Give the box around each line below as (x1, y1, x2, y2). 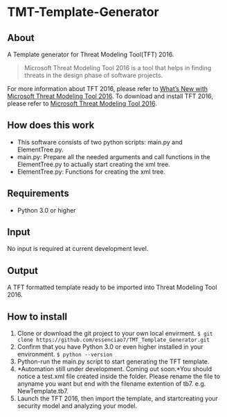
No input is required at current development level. (7, 245, 149, 253)
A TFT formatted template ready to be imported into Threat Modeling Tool (7, 283, 217, 292)
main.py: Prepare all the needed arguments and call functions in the (17, 152, 210, 161)
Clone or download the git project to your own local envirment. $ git (17, 329, 213, 338)
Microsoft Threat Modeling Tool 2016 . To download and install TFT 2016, (7, 92, 213, 100)
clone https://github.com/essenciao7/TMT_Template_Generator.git (17, 336, 210, 344)
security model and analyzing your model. (17, 402, 137, 410)
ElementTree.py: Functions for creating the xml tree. (17, 167, 166, 176)
